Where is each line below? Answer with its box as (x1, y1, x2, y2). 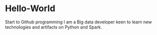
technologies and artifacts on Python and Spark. (5, 24, 102, 30)
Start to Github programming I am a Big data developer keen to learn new (5, 19, 152, 25)
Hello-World (5, 3, 56, 14)
